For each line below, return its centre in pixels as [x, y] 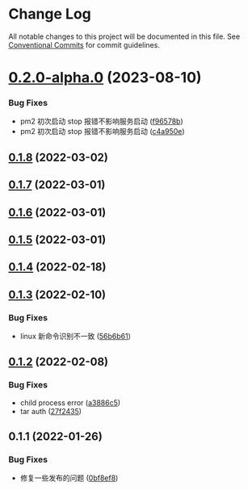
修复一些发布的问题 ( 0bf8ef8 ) [69, 478]
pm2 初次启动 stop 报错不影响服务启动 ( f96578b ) [101, 121]
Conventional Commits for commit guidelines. [84, 44]
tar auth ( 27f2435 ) [51, 411]
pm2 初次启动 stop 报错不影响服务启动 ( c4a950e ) [102, 132]
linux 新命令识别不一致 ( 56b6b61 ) [76, 337]
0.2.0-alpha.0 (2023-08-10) [105, 78]
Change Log [50, 14]
